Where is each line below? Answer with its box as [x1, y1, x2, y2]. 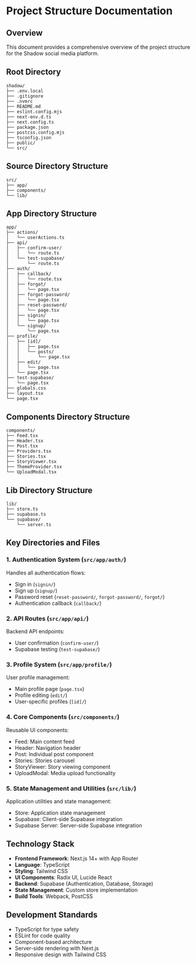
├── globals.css [6, 385, 46, 391]
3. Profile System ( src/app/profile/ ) [6, 660, 113, 668]
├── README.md [6, 103, 41, 109]
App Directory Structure [6, 209, 97, 219]
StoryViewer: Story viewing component [14, 763, 111, 770]
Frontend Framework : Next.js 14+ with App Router [14, 855, 139, 862]
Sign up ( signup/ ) [14, 586, 58, 594]
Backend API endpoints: [6, 628, 65, 635]
